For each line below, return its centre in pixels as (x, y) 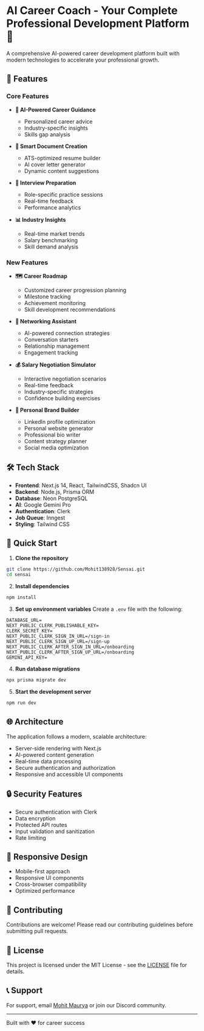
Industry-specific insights (56, 128)
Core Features (28, 96)
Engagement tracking (51, 352)
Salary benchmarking (51, 240)
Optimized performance (45, 891)
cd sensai (19, 575)
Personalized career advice (58, 121)
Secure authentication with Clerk (56, 812)
